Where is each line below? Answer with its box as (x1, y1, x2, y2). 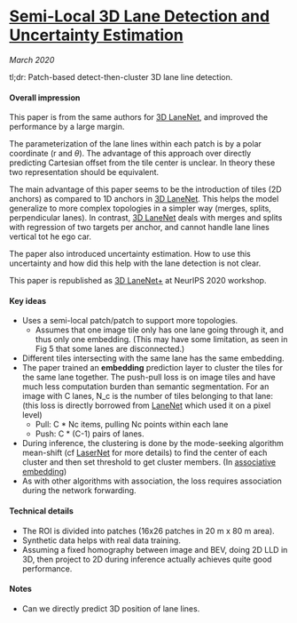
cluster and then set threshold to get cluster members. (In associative (21, 457, 277, 467)
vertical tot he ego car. (9, 231, 91, 242)
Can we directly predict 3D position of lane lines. (21, 603, 200, 614)
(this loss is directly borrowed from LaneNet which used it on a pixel (21, 400, 271, 411)
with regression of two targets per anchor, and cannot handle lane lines (9, 222, 270, 233)
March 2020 (9, 54, 55, 65)
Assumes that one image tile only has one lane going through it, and (35, 324, 284, 335)
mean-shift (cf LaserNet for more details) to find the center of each (21, 447, 268, 459)
